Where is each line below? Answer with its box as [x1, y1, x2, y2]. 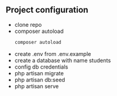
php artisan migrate [14, 69, 64, 77]
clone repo [14, 21, 42, 28]
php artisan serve [14, 82, 59, 90]
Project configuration [5, 5, 89, 15]
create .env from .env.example [14, 50, 91, 57]
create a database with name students [14, 57, 111, 64]
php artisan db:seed [14, 76, 65, 83]
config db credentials [14, 63, 68, 70]
